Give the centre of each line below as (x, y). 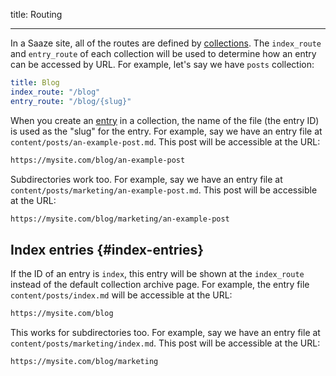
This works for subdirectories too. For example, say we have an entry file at (165, 333)
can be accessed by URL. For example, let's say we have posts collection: (162, 64)
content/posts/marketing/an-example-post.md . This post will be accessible (164, 190)
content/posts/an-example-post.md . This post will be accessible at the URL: (165, 141)
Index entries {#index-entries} (107, 249)
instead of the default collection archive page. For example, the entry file (160, 285)
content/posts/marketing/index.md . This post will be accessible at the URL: (165, 343)
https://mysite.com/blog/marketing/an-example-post (120, 219)
